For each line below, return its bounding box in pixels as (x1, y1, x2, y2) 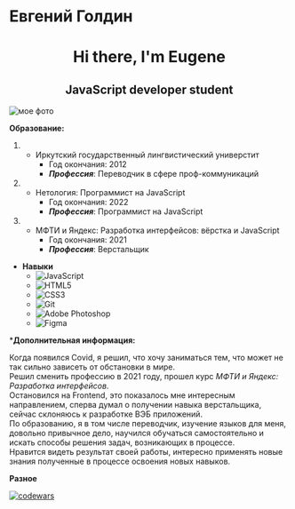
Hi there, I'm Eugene (72, 47, 227, 68)
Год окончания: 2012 (48, 159, 127, 170)
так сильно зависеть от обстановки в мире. (9, 362, 176, 372)
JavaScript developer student (65, 82, 234, 97)
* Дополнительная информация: (9, 335, 136, 346)
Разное (9, 473, 37, 484)
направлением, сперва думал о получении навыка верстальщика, (9, 400, 262, 410)
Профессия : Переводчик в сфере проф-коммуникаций (48, 169, 259, 179)
